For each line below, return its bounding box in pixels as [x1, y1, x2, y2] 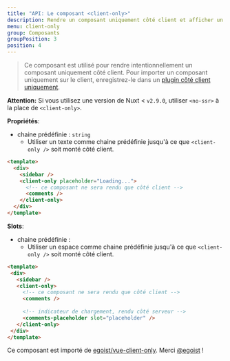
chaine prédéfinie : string [17, 130, 91, 138]
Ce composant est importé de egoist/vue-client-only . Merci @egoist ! [7, 346, 205, 355]
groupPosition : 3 [7, 36, 57, 43]
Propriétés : [7, 117, 40, 125]
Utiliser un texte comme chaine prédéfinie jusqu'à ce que [27, 138, 190, 145]
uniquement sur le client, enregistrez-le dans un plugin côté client [23, 76, 211, 83]
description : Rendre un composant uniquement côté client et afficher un [7, 17, 224, 23]
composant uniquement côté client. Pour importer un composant [23, 68, 208, 76]
